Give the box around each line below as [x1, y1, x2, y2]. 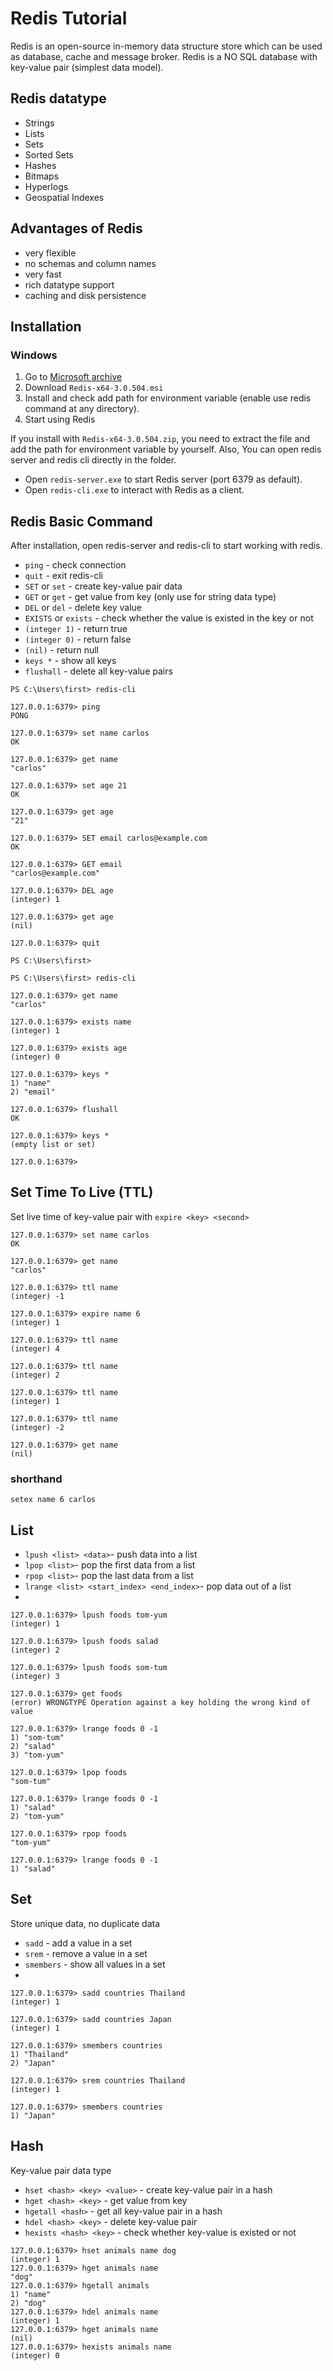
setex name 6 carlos [10, 1495, 97, 1505]
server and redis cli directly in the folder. [10, 454, 177, 466]
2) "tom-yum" [10, 1811, 65, 1821]
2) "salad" [10, 1741, 56, 1751]
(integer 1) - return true [24, 623, 128, 635]
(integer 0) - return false [24, 633, 132, 646]
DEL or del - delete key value [24, 602, 143, 614]
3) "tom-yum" [10, 1750, 65, 1760]
